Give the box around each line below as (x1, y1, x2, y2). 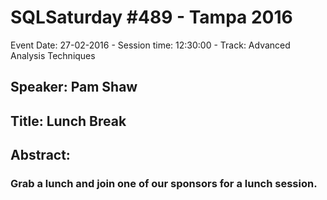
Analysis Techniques (10, 49, 96, 61)
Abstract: (10, 147, 71, 164)
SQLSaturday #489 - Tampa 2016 (10, 6, 293, 29)
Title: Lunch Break (10, 112, 127, 130)
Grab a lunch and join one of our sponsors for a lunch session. (10, 177, 318, 191)
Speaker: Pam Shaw (10, 79, 138, 96)
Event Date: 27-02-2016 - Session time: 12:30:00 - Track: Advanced (10, 39, 291, 51)
